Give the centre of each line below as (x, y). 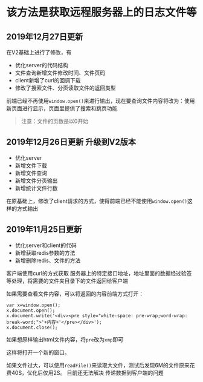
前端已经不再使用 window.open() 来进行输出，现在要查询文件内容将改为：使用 (101, 101)
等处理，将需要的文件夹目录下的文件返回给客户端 (67, 281)
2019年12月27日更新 (45, 37)
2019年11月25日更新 (44, 230)
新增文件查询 (31, 173)
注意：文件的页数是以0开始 (55, 121)
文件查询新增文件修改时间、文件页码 (60, 73)
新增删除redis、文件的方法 (48, 260)
